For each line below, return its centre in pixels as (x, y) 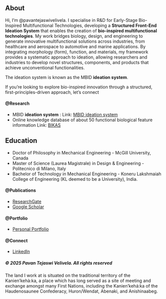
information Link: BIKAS (36, 125)
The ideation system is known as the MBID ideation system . (67, 77)
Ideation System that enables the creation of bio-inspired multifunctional (81, 31)
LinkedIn (21, 252)
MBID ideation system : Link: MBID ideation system (65, 115)
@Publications (21, 190)
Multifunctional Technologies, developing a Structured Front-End (90, 25)
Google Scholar (28, 207)
